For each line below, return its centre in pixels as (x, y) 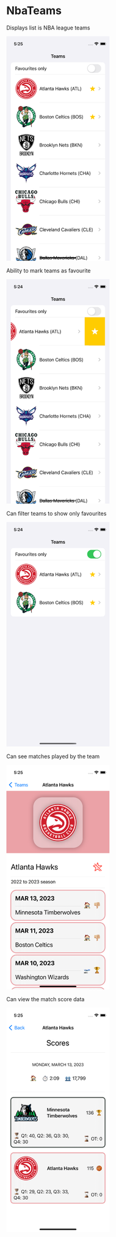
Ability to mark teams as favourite (49, 270)
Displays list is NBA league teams (48, 28)
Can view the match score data (45, 999)
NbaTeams (34, 11)
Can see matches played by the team (53, 756)
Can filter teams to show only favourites (56, 513)
